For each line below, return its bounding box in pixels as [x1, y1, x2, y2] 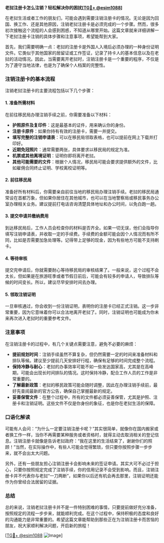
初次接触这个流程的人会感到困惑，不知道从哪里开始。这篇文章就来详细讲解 [5, 27, 155, 33]
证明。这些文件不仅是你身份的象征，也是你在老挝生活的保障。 [33, 400, 158, 406]
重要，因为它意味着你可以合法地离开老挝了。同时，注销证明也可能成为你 [9, 309, 155, 315]
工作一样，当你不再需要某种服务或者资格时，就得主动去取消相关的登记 [13, 431, 155, 437]
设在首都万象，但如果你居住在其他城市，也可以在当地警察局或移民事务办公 [9, 195, 159, 201]
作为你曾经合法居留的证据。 [5, 479, 61, 485]
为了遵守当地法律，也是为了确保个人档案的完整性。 [5, 62, 108, 68]
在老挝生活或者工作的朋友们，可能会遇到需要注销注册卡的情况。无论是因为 [5, 15, 155, 21]
